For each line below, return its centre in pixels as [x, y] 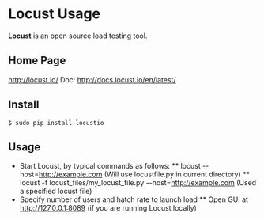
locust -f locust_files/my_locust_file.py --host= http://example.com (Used [138, 183]
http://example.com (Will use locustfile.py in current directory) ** [144, 174]
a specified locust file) [56, 192]
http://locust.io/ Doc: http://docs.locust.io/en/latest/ [92, 79]
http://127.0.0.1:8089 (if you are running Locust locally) [108, 208]
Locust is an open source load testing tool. [78, 36]
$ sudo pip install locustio [56, 123]
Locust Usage [55, 14]
